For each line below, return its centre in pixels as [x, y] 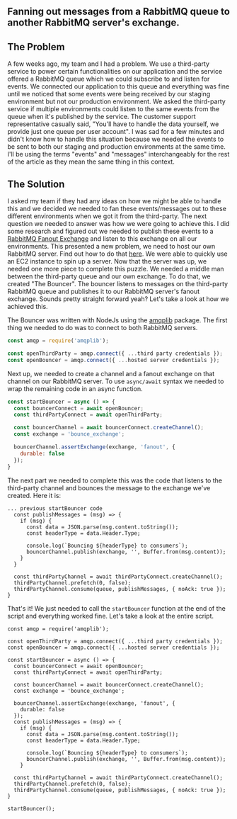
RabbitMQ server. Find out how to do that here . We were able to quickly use [117, 254]
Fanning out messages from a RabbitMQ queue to [118, 12]
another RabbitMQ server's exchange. [94, 23]
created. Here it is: [34, 495]
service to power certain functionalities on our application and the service [115, 72]
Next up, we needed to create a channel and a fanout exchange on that [111, 373]
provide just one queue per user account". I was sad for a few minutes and [116, 132]
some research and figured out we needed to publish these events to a [110, 231]
